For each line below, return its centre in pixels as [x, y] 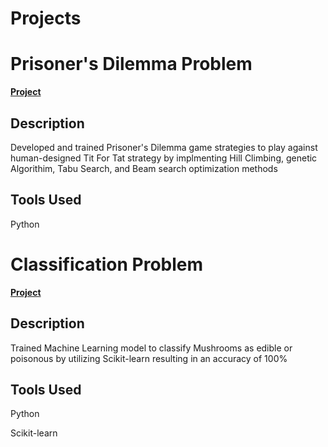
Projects [46, 18]
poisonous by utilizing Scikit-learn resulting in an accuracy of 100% [149, 358]
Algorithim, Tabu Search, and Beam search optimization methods [144, 168]
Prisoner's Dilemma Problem [131, 64]
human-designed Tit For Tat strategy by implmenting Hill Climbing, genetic [164, 158]
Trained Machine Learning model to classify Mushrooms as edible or [151, 348]
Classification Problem [107, 264]
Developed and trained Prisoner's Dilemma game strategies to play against [164, 147]
